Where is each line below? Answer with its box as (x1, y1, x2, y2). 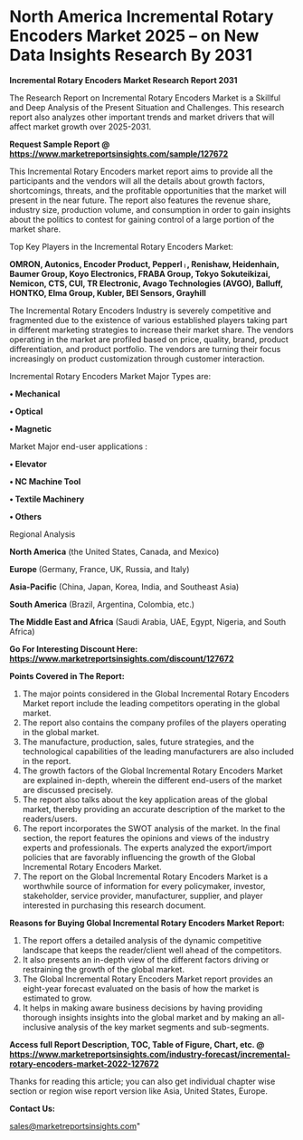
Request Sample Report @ (9, 139, 110, 149)
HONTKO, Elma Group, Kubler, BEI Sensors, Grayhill (9, 287, 206, 298)
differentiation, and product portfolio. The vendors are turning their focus (9, 343, 281, 354)
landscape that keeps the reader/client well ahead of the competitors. (22, 944, 282, 955)
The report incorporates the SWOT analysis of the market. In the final (22, 822, 280, 834)
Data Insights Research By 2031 (9, 45, 253, 65)
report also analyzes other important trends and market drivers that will (9, 111, 275, 122)
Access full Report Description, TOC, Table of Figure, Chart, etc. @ (9, 1039, 265, 1049)
